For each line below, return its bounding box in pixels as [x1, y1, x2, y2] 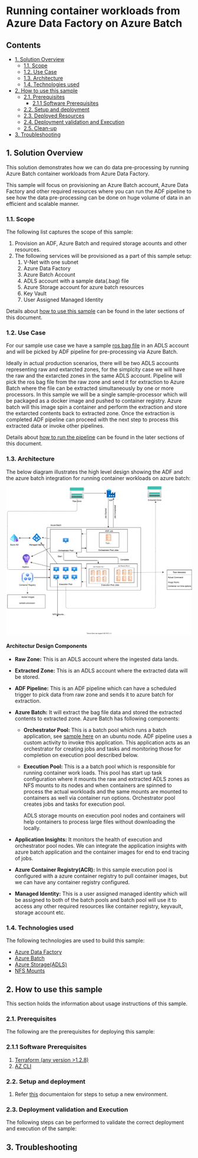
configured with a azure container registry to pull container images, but [14, 872, 188, 880]
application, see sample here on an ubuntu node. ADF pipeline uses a [23, 733, 192, 740]
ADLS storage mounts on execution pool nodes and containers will [23, 812, 186, 819]
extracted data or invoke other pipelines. [6, 422, 104, 429]
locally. [23, 825, 41, 832]
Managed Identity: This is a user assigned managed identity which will [14, 890, 187, 897]
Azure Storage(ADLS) [14, 961, 68, 968]
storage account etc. [14, 909, 65, 916]
